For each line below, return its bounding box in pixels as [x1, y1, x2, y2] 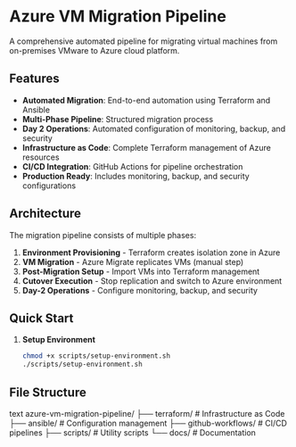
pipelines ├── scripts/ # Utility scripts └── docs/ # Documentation [9, 426, 257, 438]
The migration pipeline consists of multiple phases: [9, 229, 197, 240]
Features [9, 71, 60, 87]
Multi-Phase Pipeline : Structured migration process [21, 113, 214, 124]
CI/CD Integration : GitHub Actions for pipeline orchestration [21, 161, 243, 171]
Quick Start [9, 310, 74, 326]
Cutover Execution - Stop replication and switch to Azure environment [21, 275, 283, 286]
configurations [21, 180, 77, 191]
